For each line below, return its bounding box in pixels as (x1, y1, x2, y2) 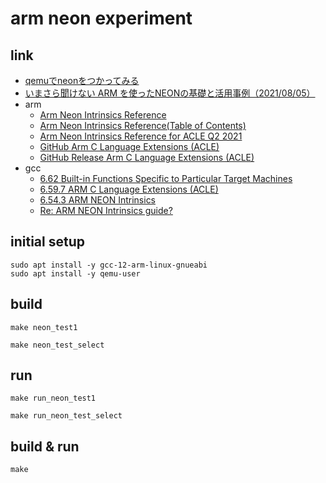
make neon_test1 (10, 322, 78, 332)
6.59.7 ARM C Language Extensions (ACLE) (39, 183, 219, 195)
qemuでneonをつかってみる (24, 75, 140, 86)
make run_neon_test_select (10, 411, 123, 421)
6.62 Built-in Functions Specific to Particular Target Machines (39, 173, 293, 184)
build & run (10, 438, 80, 455)
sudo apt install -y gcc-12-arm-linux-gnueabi (10, 260, 208, 270)
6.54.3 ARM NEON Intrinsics (39, 194, 157, 206)
